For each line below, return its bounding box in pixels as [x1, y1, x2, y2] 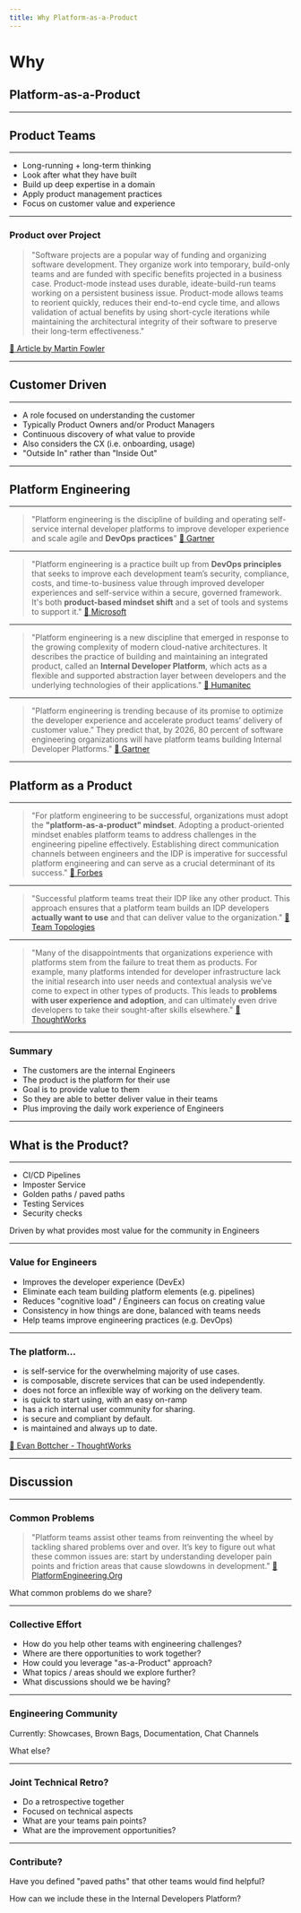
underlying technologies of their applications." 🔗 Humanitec [30, 680, 252, 691]
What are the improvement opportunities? [21, 1824, 176, 1835]
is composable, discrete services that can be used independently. [21, 1374, 266, 1385]
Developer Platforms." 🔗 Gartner [30, 744, 150, 754]
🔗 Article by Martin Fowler [9, 342, 106, 354]
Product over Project [9, 229, 101, 242]
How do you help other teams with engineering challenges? [21, 1639, 242, 1650]
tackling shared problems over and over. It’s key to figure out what [30, 1541, 276, 1552]
